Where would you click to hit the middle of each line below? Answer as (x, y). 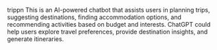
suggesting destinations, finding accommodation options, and (94, 17)
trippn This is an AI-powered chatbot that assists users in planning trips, (108, 10)
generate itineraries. (36, 39)
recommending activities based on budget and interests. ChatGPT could (109, 24)
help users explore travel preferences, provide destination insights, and (107, 32)
